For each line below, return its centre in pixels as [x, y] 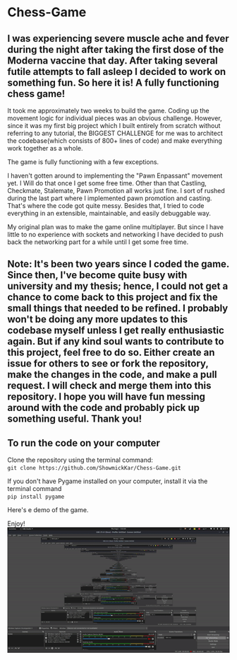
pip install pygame [36, 497]
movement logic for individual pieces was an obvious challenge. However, [115, 118]
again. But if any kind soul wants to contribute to [116, 341]
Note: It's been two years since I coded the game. [118, 264]
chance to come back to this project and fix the [113, 297]
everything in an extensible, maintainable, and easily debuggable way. [109, 213]
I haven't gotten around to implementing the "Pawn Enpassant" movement [115, 175]
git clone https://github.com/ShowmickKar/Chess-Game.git [94, 468]
